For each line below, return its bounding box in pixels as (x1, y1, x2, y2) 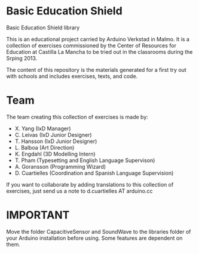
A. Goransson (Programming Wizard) (14, 163, 106, 170)
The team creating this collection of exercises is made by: (6, 113, 148, 120)
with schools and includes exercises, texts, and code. (6, 72, 138, 80)
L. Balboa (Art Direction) (14, 144, 75, 151)
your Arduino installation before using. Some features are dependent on (6, 234, 183, 242)
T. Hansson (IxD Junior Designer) (14, 138, 97, 145)
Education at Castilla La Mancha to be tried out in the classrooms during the (6, 48, 193, 55)
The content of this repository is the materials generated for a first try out (6, 66, 186, 73)
